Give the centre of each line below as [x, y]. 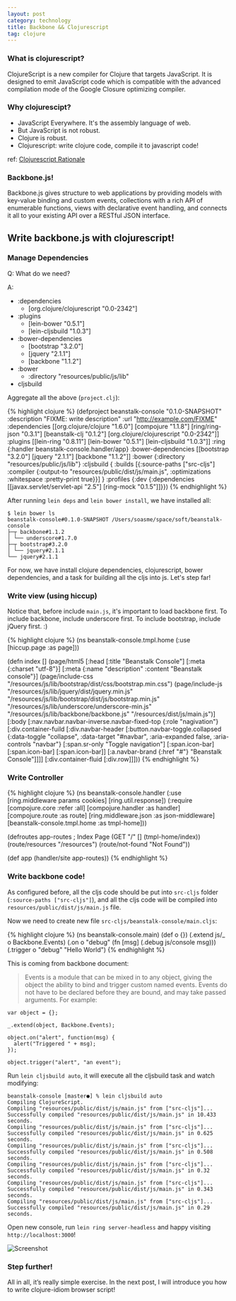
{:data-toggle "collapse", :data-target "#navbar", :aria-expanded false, [110, 737]
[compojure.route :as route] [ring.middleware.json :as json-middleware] [111, 815]
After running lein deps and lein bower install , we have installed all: [109, 500]
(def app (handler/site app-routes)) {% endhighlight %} [88, 858]
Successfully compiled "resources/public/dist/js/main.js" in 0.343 [110, 1189]
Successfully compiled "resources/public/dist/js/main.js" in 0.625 [110, 1133]
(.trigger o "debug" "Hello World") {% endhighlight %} [86, 949]
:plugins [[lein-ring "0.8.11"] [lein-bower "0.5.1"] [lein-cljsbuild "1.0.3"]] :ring [117, 441]
